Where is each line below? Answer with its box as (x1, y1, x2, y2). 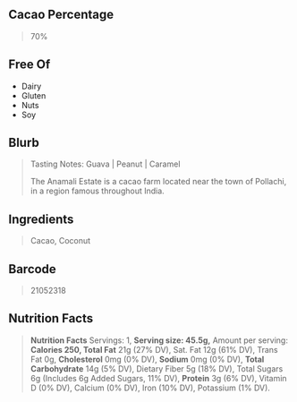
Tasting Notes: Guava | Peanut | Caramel (30, 158, 181, 169)
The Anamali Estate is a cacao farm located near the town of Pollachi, (30, 176, 287, 187)
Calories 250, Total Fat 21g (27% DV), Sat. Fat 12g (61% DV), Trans (30, 344, 278, 355)
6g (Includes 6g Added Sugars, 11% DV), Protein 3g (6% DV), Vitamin (30, 372, 287, 383)
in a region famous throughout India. (30, 185, 165, 196)
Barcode (8, 261, 57, 277)
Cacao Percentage (8, 7, 115, 22)
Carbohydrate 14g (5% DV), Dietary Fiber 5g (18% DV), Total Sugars (30, 363, 284, 374)
